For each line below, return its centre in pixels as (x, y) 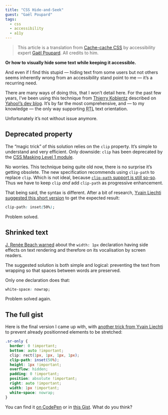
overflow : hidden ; (29, 369)
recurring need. (21, 83)
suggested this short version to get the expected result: (62, 198)
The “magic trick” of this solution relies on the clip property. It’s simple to (81, 146)
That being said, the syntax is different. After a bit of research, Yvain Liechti (83, 192)
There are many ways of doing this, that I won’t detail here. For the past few (83, 93)
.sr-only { (17, 341)
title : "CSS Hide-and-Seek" (35, 10)
